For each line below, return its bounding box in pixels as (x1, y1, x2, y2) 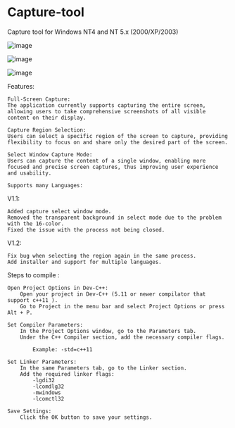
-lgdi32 (32, 377, 55, 384)
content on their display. (7, 114, 87, 121)
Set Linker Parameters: (7, 358, 77, 365)
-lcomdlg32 (32, 383, 65, 390)
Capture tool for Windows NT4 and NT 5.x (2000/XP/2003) (7, 27, 179, 36)
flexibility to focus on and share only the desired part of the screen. (7, 139, 229, 146)
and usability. (7, 170, 52, 177)
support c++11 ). (7, 296, 58, 303)
